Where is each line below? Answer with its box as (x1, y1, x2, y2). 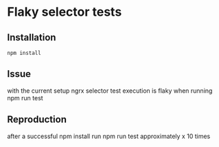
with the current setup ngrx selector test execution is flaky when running (7, 87, 213, 95)
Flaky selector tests (7, 4, 122, 20)
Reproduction (7, 114, 67, 126)
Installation (7, 32, 56, 43)
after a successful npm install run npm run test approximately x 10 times (7, 132, 211, 140)
